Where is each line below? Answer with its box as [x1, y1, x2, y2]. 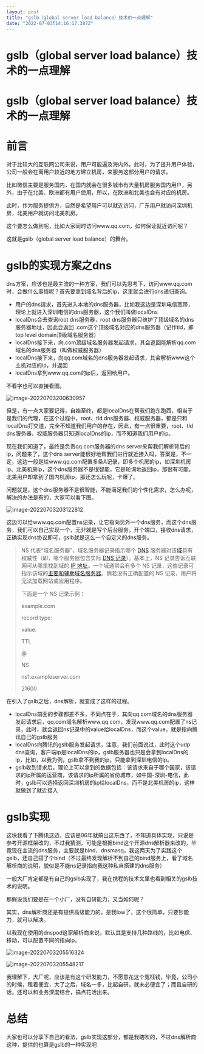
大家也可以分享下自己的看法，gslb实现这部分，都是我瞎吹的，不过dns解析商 [6, 1033, 197, 1041]
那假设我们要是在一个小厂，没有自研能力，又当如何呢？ [6, 895, 144, 902]
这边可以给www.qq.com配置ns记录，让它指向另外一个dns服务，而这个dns [6, 518, 192, 526]
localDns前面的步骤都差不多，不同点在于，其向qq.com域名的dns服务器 [15, 710, 193, 718]
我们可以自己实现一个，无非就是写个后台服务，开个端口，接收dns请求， [16, 526, 197, 533]
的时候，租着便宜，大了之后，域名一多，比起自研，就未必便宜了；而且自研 [6, 980, 192, 988]
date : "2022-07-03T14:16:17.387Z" [6, 20, 94, 26]
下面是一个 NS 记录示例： [21, 590, 86, 597]
